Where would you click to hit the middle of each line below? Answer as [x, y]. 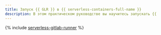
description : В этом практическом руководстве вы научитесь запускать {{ [81, 14]
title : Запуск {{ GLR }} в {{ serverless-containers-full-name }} [73, 9]
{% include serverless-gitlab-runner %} [44, 27]
